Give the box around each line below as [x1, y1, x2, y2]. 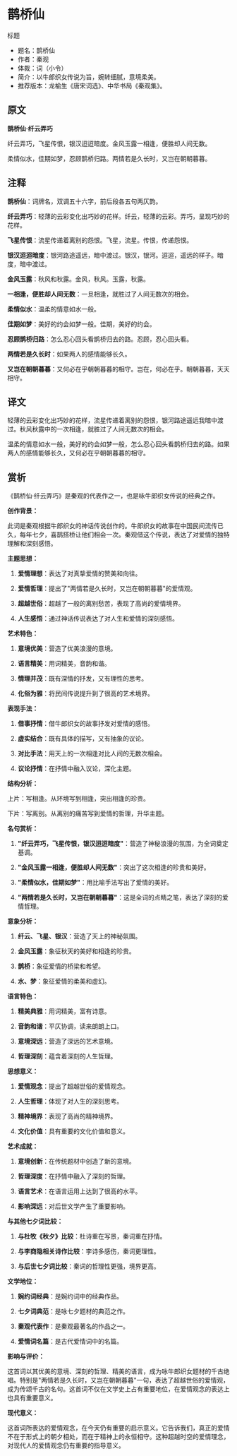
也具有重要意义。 [7, 1394, 57, 1402]
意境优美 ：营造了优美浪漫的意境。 [17, 644, 117, 653]
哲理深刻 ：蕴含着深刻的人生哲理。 [17, 1052, 117, 1061]
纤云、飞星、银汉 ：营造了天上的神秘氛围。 [17, 932, 142, 941]
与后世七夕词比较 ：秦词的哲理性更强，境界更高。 [17, 1262, 160, 1271]
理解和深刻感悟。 [7, 539, 57, 548]
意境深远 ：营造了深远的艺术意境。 [17, 1037, 117, 1046]
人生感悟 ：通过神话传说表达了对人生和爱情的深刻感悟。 [17, 614, 178, 623]
